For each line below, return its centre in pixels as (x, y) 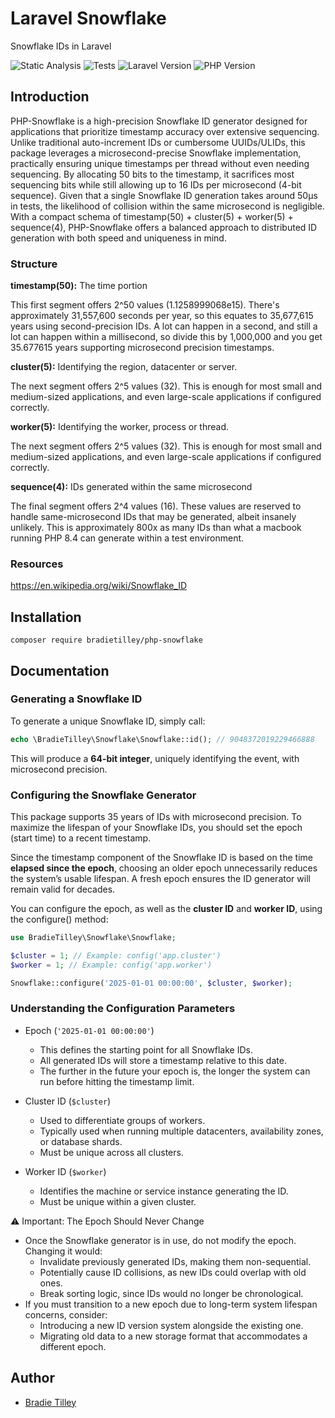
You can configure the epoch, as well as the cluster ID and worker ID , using (166, 909)
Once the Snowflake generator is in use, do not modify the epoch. (160, 1240)
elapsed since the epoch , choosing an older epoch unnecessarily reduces (164, 868)
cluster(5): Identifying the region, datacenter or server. (124, 367)
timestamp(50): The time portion (79, 286)
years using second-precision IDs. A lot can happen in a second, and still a (164, 326)
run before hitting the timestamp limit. (117, 1081)
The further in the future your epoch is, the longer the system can (175, 1071)
